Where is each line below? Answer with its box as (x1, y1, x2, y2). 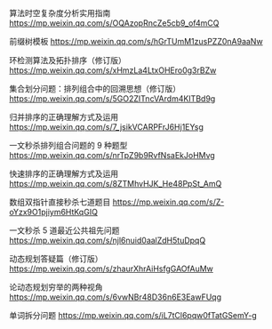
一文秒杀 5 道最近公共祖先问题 (9, 225, 120, 236)
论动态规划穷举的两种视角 (9, 282, 103, 292)
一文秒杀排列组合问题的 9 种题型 (9, 140, 128, 150)
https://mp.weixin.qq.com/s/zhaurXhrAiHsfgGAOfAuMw (9, 263, 213, 274)
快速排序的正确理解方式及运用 (9, 168, 118, 179)
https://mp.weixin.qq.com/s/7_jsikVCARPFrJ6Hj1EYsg (9, 122, 204, 132)
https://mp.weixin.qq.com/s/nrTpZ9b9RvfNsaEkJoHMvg (9, 150, 215, 160)
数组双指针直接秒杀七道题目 (9, 197, 111, 207)
